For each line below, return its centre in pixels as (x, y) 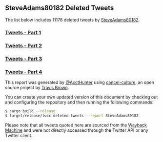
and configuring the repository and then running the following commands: (79, 102)
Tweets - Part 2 (24, 45)
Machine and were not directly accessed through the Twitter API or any (77, 130)
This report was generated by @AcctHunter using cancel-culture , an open (80, 82)
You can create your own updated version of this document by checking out (81, 97)
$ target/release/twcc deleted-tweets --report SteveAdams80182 (72, 116)
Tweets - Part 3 (24, 59)
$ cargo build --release (30, 111)
